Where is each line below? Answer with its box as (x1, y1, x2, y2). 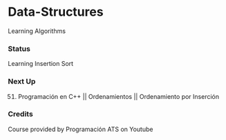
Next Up (8, 77, 36, 86)
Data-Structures (8, 4, 104, 20)
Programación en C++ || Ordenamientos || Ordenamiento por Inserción (17, 92, 220, 100)
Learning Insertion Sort (8, 60, 74, 68)
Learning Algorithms (8, 27, 66, 35)
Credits (8, 109, 33, 119)
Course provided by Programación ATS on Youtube (8, 125, 153, 133)
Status (8, 44, 30, 54)
